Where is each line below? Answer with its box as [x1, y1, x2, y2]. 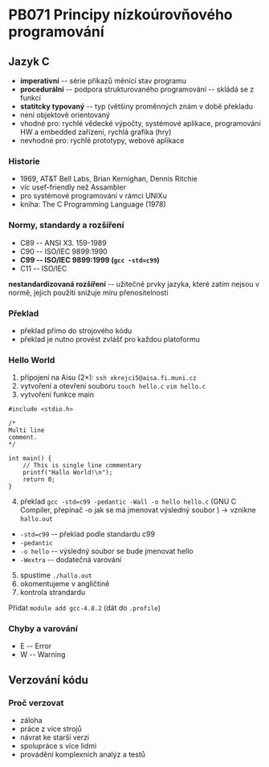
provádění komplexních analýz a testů [19, 749, 146, 760]
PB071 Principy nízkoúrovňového [8, 6, 233, 24]
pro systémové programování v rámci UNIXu [19, 191, 167, 201]
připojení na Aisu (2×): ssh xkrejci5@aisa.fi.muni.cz [19, 373, 197, 382]
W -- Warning [19, 650, 66, 659]
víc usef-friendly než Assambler [19, 182, 127, 192]
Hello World [8, 354, 55, 365]
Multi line [8, 426, 45, 434]
